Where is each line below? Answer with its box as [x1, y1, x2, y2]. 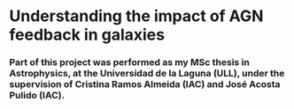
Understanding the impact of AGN [9, 6, 264, 26]
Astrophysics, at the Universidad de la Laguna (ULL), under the [9, 68, 285, 80]
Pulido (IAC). [9, 90, 65, 102]
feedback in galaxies [9, 25, 166, 45]
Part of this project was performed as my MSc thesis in [9, 56, 250, 69]
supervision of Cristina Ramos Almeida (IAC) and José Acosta [9, 78, 281, 91]
